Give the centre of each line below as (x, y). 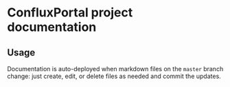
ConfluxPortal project (70, 13)
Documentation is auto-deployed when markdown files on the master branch (115, 69)
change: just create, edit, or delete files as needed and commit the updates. (114, 76)
